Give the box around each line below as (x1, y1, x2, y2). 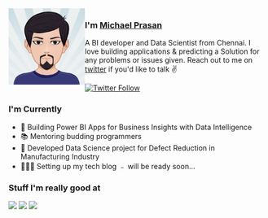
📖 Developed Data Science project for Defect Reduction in (20, 142, 216, 153)
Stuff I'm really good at (8, 182, 101, 194)
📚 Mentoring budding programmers (20, 131, 143, 141)
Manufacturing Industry (20, 151, 100, 161)
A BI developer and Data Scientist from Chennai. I (85, 38, 251, 48)
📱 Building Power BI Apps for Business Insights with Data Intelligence (20, 122, 253, 132)
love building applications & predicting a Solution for (85, 46, 260, 56)
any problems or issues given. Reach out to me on (85, 55, 253, 65)
